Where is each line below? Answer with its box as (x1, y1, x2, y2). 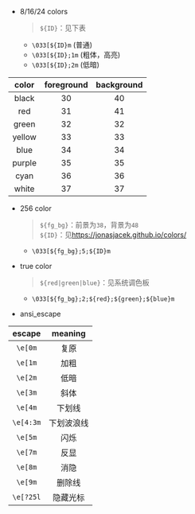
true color (19, 262, 53, 271)
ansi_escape (19, 310, 61, 318)
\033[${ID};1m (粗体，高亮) (31, 50, 121, 59)
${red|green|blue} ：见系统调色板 (39, 278, 150, 287)
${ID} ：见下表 (39, 23, 86, 33)
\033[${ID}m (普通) (31, 40, 93, 49)
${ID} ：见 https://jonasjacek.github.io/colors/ (39, 230, 187, 239)
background (96, 80, 143, 90)
